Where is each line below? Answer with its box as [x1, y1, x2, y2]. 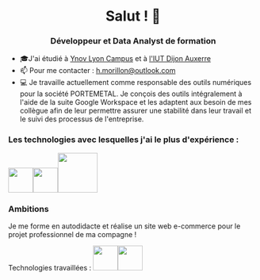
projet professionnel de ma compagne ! [8, 230, 137, 240]
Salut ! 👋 [105, 7, 161, 25]
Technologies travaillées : [8, 263, 92, 273]
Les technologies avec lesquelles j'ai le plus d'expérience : [8, 134, 239, 145]
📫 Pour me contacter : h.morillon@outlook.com [19, 66, 176, 75]
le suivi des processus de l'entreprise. [19, 114, 144, 124]
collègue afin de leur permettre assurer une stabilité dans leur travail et [19, 106, 252, 116]
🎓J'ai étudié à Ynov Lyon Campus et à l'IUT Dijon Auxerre [19, 54, 212, 63]
